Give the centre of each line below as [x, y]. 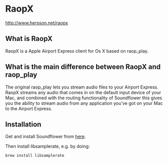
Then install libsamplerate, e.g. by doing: [48, 146]
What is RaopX [29, 39]
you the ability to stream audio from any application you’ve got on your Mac [84, 103]
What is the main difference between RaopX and [83, 67]
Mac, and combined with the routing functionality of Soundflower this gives [84, 98]
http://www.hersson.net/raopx [37, 23]
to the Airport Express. [29, 108]
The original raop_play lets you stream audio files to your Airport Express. [82, 87]
